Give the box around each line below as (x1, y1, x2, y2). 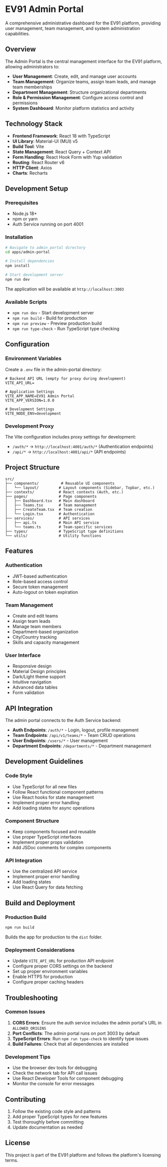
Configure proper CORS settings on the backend (12, 963, 112, 969)
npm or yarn (12, 216, 38, 222)
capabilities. (5, 30, 30, 36)
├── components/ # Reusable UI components (5, 480, 115, 486)
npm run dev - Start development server (12, 310, 94, 316)
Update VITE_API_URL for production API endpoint (12, 958, 114, 964)
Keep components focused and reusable (12, 828, 96, 834)
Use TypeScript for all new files (12, 783, 77, 789)
